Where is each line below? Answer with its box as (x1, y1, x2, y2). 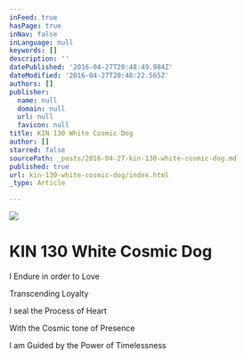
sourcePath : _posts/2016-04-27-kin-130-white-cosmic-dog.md (9, 153, 238, 163)
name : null (17, 95, 58, 105)
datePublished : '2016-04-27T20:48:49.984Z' (9, 63, 174, 72)
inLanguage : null (9, 37, 74, 47)
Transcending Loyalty (9, 289, 89, 299)
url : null (17, 112, 53, 121)
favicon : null (17, 121, 69, 130)
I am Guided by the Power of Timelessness (9, 340, 167, 351)
